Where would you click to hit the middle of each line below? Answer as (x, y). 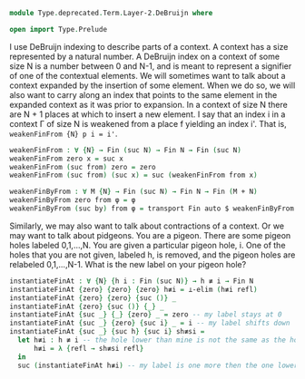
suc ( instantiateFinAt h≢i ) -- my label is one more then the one (146, 365)
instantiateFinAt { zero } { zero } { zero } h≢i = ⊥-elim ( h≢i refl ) (133, 289)
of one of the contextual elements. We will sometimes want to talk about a (148, 75)
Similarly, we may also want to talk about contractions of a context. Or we (147, 226)
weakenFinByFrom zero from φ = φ (73, 200)
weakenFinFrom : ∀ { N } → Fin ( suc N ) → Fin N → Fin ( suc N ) (126, 150)
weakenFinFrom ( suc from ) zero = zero (83, 167)
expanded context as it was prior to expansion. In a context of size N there (148, 104)
